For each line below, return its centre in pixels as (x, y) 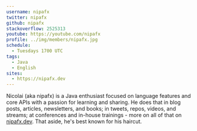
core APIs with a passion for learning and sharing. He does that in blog (94, 102)
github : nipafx (25, 23)
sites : (14, 73)
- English (24, 68)
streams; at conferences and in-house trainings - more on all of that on (94, 115)
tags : (13, 56)
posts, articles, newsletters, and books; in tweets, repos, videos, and (91, 109)
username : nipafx (28, 12)
